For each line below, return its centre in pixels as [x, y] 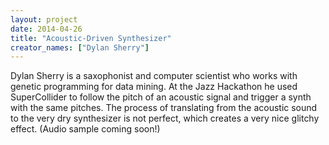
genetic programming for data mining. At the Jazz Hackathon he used [154, 87]
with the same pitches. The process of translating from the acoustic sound [164, 108]
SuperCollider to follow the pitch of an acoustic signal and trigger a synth [161, 97]
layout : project [44, 19]
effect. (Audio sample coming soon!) [85, 129]
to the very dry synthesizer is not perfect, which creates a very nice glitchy [165, 118]
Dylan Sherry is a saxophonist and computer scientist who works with [154, 76]
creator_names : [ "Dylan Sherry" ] [80, 47]
